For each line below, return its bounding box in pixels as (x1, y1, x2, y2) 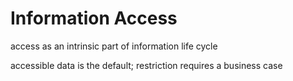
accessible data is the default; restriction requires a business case (10, 59, 283, 71)
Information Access (10, 7, 178, 30)
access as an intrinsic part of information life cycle (10, 40, 218, 52)
